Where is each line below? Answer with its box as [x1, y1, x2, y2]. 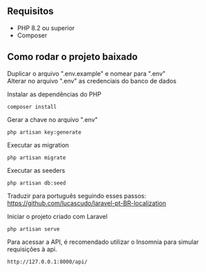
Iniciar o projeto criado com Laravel [7, 212, 108, 220]
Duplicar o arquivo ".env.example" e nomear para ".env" [7, 69, 166, 78]
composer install [7, 103, 57, 110]
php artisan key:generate [7, 129, 81, 136]
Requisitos [7, 6, 54, 17]
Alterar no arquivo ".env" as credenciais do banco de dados [7, 76, 177, 85]
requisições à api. [7, 244, 57, 253]
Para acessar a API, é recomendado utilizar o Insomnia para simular [7, 238, 199, 246]
